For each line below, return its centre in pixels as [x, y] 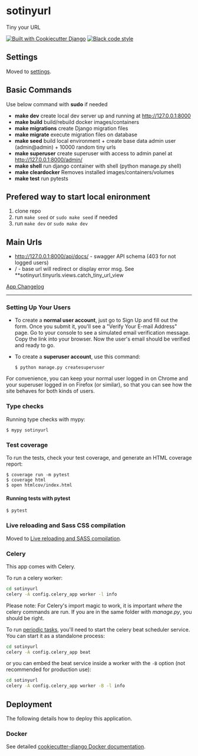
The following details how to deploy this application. [69, 718]
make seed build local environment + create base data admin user [95, 140]
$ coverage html [26, 480]
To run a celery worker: [34, 578]
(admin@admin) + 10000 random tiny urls [65, 147]
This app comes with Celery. [41, 566]
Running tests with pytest [38, 498]
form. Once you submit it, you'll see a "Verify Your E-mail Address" [96, 326]
